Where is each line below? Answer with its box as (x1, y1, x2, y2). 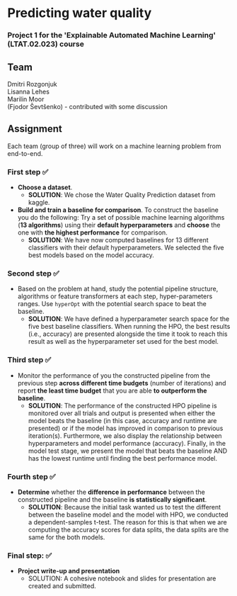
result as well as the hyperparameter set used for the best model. (28, 337, 219, 346)
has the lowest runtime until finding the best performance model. (28, 454, 218, 462)
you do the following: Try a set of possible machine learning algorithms (17, 213, 225, 222)
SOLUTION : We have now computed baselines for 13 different (28, 236, 209, 244)
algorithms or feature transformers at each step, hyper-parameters (17, 292, 213, 300)
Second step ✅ (7, 268, 60, 278)
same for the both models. (28, 533, 105, 541)
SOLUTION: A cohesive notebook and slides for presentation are (28, 574, 216, 583)
